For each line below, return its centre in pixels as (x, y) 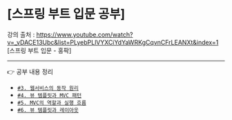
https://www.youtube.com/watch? (85, 34)
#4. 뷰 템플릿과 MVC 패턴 (49, 95)
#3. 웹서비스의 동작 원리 (48, 88)
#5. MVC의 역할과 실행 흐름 (51, 103)
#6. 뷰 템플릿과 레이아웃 (48, 110)
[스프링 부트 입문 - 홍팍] (39, 50)
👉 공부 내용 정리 (30, 71)
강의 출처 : (21, 34)
